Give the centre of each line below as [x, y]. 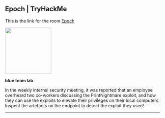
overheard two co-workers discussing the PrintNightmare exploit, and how [81, 95]
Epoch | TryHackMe [36, 9]
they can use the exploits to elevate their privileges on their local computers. [82, 100]
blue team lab [19, 80]
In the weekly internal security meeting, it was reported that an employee [79, 90]
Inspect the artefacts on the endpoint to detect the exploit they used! [75, 105]
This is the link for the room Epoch [40, 21]
